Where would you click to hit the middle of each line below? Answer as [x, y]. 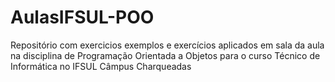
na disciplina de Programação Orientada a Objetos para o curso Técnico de [165, 55]
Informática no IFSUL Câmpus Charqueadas [101, 66]
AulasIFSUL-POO [82, 17]
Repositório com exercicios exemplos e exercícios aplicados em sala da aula [167, 45]
